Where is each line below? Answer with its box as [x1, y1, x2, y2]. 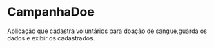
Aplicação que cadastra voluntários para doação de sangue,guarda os [7, 27, 207, 35]
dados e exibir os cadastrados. [7, 34, 95, 42]
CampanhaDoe [7, 4, 95, 20]
